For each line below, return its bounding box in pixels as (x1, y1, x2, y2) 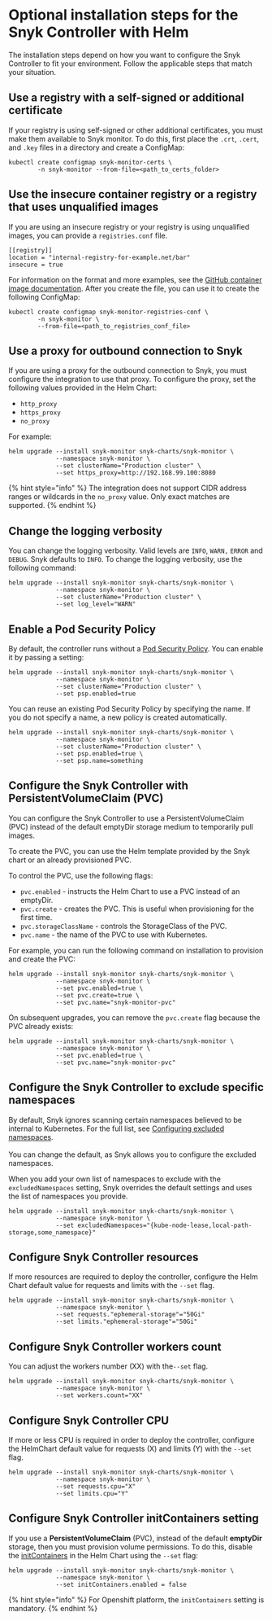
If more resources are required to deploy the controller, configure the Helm (8, 1272, 258, 1281)
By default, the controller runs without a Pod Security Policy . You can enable (8, 644, 264, 653)
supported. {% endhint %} (8, 501, 97, 510)
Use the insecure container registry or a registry (8, 187, 257, 201)
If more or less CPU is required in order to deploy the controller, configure (8, 1435, 255, 1445)
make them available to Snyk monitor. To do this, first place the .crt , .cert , (8, 134, 260, 143)
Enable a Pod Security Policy (8, 622, 157, 636)
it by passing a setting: (8, 653, 84, 662)
